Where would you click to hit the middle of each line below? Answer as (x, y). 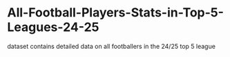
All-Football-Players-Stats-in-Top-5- (116, 13)
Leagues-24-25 (53, 27)
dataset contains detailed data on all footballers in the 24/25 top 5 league (112, 46)
